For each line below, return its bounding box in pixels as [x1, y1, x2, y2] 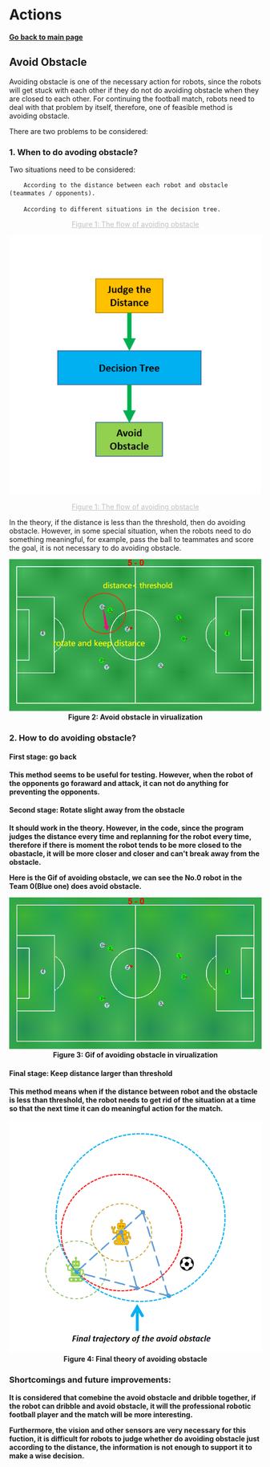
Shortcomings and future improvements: [9, 1375, 171, 1386]
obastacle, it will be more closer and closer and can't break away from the [9, 849, 260, 858]
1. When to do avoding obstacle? [9, 146, 139, 157]
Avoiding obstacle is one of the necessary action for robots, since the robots [9, 76, 262, 86]
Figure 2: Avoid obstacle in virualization [67, 712, 204, 722]
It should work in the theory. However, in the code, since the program [9, 823, 244, 833]
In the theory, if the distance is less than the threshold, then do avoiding [9, 518, 246, 528]
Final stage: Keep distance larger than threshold [9, 1068, 173, 1078]
